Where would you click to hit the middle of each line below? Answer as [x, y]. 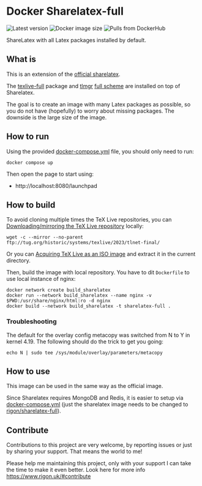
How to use [28, 372]
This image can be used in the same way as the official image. [85, 386]
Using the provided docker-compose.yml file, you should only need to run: [100, 151]
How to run [28, 137]
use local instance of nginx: [41, 279]
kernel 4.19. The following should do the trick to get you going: [85, 342]
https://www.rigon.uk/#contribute [49, 476]
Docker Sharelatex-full [65, 11]
